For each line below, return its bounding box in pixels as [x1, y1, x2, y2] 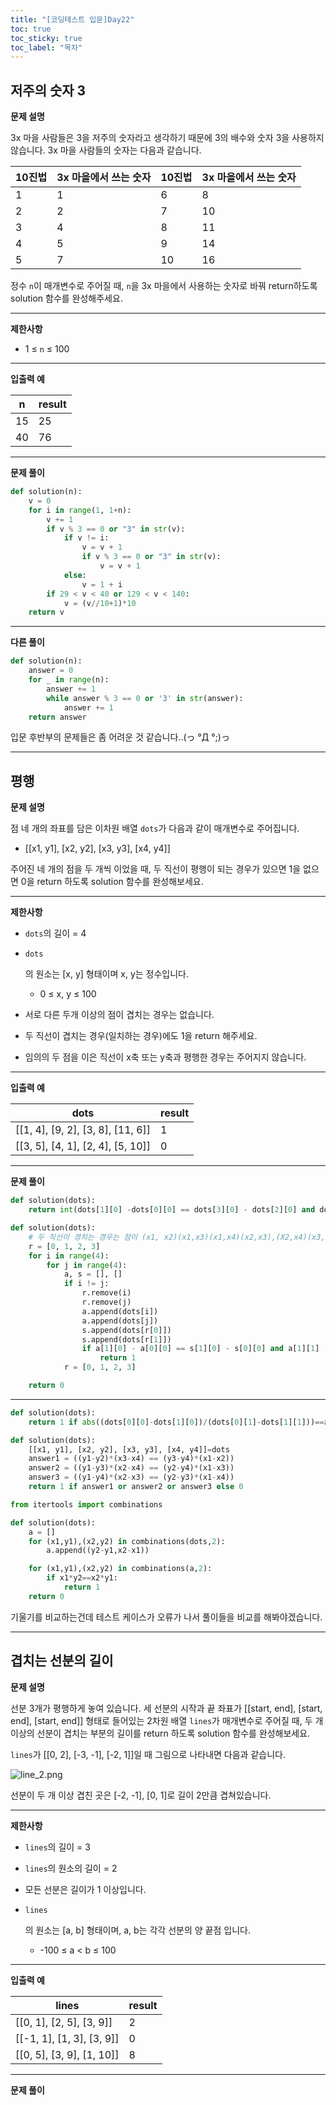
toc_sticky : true [10, 33, 83, 43]
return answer [28, 712, 87, 722]
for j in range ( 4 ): [46, 1260, 128, 1270]
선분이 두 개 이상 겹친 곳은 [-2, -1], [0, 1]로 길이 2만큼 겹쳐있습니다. [10, 1789, 272, 1801]
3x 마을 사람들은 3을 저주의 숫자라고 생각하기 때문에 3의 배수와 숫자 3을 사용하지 [10, 132, 325, 144]
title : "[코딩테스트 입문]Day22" [10, 14, 135, 25]
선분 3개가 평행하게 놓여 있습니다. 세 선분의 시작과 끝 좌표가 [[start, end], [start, [10, 1702, 323, 1714]
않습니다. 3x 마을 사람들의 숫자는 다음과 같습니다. [10, 144, 202, 156]
